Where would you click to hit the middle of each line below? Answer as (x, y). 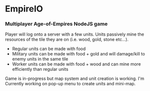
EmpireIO (24, 9)
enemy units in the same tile (40, 59)
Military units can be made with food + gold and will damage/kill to (78, 54)
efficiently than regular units (40, 69)
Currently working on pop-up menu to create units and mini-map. (70, 84)
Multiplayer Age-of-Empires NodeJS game (56, 24)
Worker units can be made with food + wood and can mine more (76, 64)
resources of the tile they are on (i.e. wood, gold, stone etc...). (67, 39)
